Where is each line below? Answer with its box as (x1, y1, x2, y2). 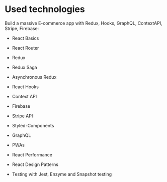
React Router (12, 45, 39, 51)
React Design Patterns (12, 161, 59, 167)
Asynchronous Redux (12, 74, 57, 80)
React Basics (12, 35, 39, 41)
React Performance (12, 151, 53, 157)
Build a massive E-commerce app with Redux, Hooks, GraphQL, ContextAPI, (5, 20, 162, 26)
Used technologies (5, 4, 85, 15)
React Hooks (12, 84, 39, 90)
